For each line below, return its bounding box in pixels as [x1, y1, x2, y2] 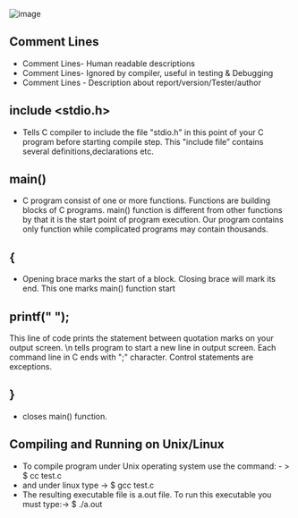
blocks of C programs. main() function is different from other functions [21, 205, 283, 216]
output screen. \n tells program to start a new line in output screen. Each [9, 343, 277, 353]
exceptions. [9, 361, 52, 372]
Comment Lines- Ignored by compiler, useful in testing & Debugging [21, 67, 274, 78]
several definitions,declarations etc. [21, 146, 155, 157]
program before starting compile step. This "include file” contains [21, 136, 264, 147]
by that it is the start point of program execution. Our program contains [21, 215, 284, 225]
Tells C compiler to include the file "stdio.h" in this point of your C [21, 126, 264, 138]
